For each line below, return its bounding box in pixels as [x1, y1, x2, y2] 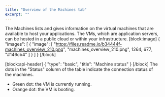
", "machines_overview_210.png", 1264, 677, [63, 46, 152, 52]
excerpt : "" [5, 12, 30, 17]
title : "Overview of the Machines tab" [5, 7, 87, 12]
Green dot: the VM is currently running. [12, 81, 92, 87]
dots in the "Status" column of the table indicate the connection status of [5, 66, 154, 72]
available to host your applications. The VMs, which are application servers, [5, 31, 159, 36]
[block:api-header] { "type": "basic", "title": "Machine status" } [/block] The [5, 61, 158, 67]
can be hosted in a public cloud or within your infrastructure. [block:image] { [5, 35, 160, 42]
